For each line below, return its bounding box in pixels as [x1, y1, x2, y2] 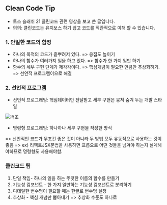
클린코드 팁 [5, 163, 31, 170]
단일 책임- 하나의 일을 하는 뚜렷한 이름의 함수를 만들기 [12, 175, 120, 181]
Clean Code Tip [5, 4, 55, 13]
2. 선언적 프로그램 [5, 84, 47, 91]
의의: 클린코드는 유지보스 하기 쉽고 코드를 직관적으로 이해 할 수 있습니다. [12, 24, 155, 31]
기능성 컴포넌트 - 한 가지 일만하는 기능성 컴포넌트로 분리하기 [12, 181, 132, 188]
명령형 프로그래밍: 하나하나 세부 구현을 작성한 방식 [12, 125, 112, 131]
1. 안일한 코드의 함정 [5, 38, 52, 45]
